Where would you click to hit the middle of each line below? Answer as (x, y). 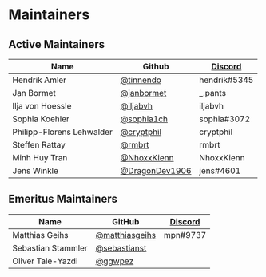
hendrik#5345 (226, 80)
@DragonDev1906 (156, 171)
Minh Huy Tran (40, 158)
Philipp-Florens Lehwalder (63, 132)
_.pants (212, 93)
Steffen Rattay (39, 145)
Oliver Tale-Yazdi (45, 261)
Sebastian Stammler (50, 247)
